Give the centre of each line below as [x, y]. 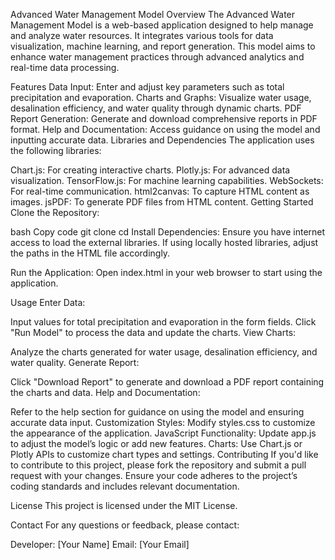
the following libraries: [56, 150]
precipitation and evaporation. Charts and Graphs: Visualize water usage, [161, 97]
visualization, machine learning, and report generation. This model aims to [163, 46]
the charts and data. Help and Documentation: [105, 392]
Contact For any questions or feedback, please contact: [125, 525]
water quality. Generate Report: [75, 362]
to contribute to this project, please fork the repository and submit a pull [158, 465]
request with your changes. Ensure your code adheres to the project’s [154, 475]
